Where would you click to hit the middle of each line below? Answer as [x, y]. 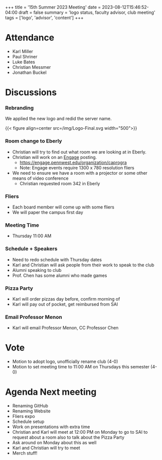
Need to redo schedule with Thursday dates [57, 259]
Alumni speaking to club [37, 270]
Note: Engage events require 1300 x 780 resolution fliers [77, 167]
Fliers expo [24, 416]
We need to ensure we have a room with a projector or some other [80, 173]
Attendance [30, 38]
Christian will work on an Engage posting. [55, 157]
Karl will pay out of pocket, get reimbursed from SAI [65, 304]
